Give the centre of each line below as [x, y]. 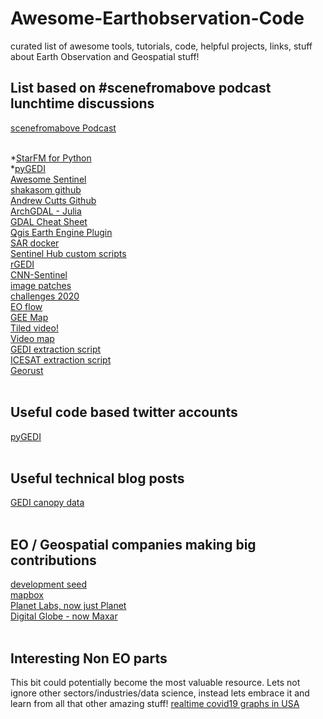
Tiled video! [34, 328]
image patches [41, 285]
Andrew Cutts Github [53, 200]
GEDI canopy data [47, 503]
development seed [49, 584]
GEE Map [29, 317]
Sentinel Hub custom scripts [68, 253]
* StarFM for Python [51, 158]
